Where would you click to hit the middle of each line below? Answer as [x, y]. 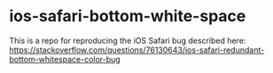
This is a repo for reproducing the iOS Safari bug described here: [128, 40]
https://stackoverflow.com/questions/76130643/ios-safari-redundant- [137, 49]
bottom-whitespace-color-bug [65, 59]
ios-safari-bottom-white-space [128, 16]
